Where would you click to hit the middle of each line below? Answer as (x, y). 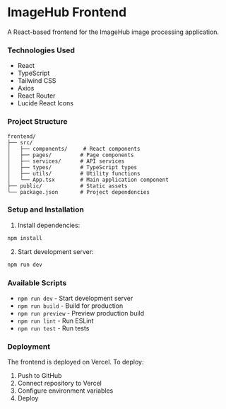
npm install (25, 238)
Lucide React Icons (46, 103)
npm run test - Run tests (53, 328)
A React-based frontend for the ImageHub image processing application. (113, 32)
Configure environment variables (65, 391)
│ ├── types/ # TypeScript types (72, 167)
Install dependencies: (49, 225)
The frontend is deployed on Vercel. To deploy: (76, 362)
